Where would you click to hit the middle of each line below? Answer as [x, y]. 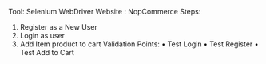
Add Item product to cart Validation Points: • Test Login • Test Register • [139, 44]
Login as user [42, 36]
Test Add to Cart [47, 52]
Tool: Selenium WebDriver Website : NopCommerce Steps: [105, 12]
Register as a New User [59, 27]
